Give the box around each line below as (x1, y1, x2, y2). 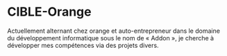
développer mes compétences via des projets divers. (7, 41, 159, 49)
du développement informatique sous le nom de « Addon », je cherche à (7, 33, 214, 42)
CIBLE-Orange (7, 4, 92, 20)
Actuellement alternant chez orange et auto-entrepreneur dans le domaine (7, 27, 221, 35)
